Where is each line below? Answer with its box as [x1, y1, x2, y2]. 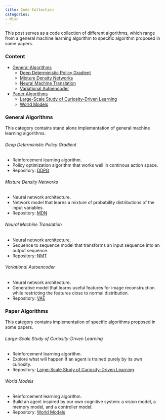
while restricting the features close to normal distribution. [12, 290, 129, 296]
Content [5, 53, 26, 60]
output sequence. [12, 247, 48, 253]
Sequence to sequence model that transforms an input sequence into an [12, 242, 160, 248]
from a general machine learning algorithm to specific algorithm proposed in [5, 35, 161, 41]
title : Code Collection [5, 7, 54, 12]
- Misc [5, 16, 19, 21]
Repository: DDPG [12, 167, 49, 174]
